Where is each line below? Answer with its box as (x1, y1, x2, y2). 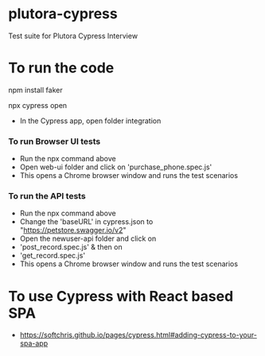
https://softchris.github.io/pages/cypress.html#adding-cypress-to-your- (19, 331, 257, 340)
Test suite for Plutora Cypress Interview (8, 31, 138, 41)
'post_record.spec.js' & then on (19, 242, 123, 252)
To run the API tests (8, 191, 86, 202)
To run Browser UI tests (8, 136, 101, 147)
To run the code (8, 59, 115, 77)
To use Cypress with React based (8, 287, 234, 305)
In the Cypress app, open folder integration (19, 116, 162, 126)
